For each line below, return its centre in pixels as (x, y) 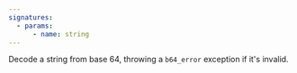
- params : (35, 26)
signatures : (31, 17)
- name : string (61, 34)
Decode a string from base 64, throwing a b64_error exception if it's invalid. (148, 60)
